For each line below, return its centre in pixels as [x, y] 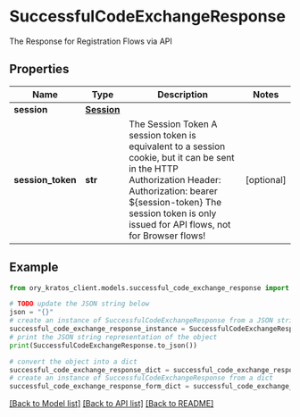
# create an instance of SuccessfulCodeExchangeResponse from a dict [142, 378]
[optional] [266, 179]
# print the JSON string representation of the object [113, 337]
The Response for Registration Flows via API [91, 41]
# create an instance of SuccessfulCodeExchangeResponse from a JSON [142, 321]
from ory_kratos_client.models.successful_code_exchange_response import [150, 288]
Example [34, 267]
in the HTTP [154, 169]
